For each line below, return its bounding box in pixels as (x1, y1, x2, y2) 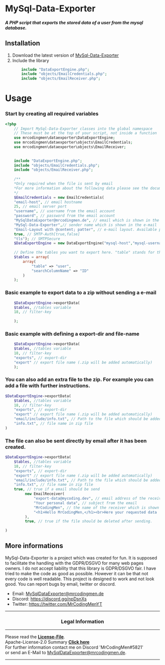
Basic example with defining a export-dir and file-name (5, 330, 140, 337)
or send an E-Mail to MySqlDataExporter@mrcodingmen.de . (5, 650, 127, 656)
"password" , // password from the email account (14, 213, 115, 219)
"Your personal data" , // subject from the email (33, 500, 137, 506)
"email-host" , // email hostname (14, 199, 82, 205)
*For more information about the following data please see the (14, 185, 148, 190)
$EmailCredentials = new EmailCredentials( (14, 195, 105, 200)
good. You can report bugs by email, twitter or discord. (5, 581, 116, 587)
